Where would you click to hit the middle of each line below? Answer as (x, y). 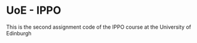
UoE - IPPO (34, 10)
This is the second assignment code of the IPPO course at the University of (99, 27)
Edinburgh (19, 33)
